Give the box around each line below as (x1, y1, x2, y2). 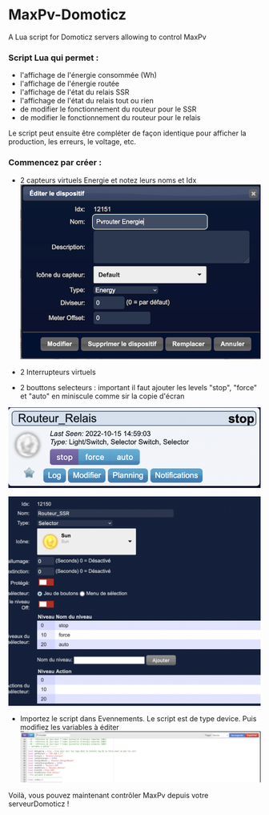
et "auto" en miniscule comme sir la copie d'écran (19, 391, 185, 401)
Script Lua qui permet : (8, 52, 99, 63)
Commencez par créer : (8, 157, 102, 168)
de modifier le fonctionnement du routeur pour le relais (19, 113, 202, 123)
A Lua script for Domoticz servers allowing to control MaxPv (8, 32, 207, 42)
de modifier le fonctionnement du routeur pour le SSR (19, 104, 197, 114)
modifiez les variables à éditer (19, 722, 120, 732)
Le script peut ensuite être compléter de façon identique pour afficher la (8, 128, 247, 138)
